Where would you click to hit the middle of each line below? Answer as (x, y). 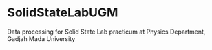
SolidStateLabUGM (63, 13)
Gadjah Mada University (41, 38)
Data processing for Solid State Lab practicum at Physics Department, (106, 32)
